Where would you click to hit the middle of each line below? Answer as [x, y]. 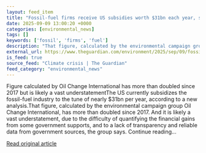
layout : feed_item [30, 12]
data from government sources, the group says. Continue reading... [91, 132]
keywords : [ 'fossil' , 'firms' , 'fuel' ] [57, 40]
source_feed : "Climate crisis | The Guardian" [67, 63]
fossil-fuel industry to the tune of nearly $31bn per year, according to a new [102, 99]
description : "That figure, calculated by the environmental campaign [98, 47]
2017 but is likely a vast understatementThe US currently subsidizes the [97, 93]
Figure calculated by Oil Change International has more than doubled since [101, 86]
